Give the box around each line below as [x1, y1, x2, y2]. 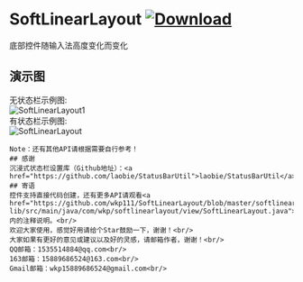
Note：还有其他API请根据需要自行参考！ [9, 144, 139, 153]
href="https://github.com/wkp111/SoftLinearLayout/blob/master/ [9, 198, 256, 207]
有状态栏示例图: [9, 115, 68, 126]
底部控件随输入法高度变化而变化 [9, 40, 128, 50]
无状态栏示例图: [9, 95, 68, 105]
